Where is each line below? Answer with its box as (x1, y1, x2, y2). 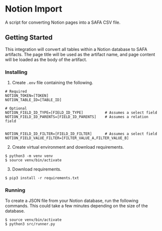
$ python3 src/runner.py (5, 222, 55, 227)
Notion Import (5, 3, 63, 15)
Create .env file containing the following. (12, 80, 94, 86)
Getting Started (5, 33, 53, 42)
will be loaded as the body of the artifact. (5, 57, 87, 62)
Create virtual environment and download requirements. (12, 144, 124, 150)
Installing (5, 69, 28, 76)
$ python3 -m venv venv (5, 154, 53, 158)
